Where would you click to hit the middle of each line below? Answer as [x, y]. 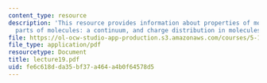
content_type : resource [48, 15]
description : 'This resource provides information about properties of [129, 23]
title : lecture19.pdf [44, 60]
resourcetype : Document [48, 52]
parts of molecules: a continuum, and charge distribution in [120, 30]
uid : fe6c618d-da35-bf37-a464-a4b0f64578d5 [81, 67]
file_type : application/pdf [55, 45]
